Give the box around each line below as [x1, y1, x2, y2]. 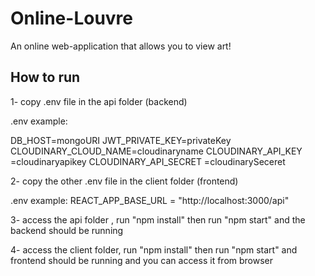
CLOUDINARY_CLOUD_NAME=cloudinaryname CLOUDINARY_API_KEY [10, 145, 303, 157]
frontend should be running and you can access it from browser [10, 254, 274, 266]
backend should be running [10, 224, 124, 236]
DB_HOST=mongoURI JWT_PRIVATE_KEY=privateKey [10, 134, 232, 146]
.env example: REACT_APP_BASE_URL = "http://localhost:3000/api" [10, 194, 290, 206]
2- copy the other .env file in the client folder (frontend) [10, 175, 239, 187]
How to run [10, 69, 81, 86]
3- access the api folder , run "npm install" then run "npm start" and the [10, 213, 306, 226]
